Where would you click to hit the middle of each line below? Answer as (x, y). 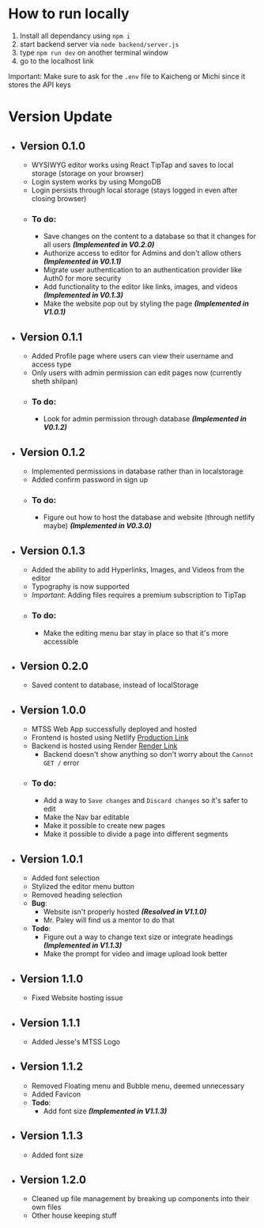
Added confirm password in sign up (90, 480)
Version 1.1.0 (51, 979)
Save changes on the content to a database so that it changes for (150, 236)
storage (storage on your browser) (88, 173)
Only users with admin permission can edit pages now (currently (137, 373)
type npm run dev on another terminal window (94, 52)
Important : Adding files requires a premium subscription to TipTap (139, 595)
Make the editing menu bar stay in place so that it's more (136, 633)
